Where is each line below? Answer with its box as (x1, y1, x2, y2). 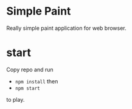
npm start (15, 85, 41, 91)
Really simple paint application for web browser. (6, 24, 127, 32)
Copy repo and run (6, 66, 54, 73)
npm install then (15, 77, 58, 85)
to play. (6, 96, 25, 103)
